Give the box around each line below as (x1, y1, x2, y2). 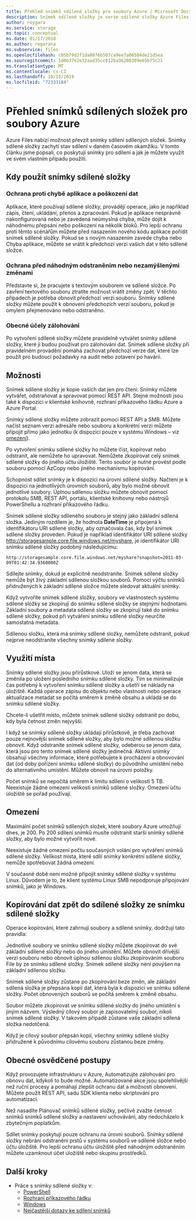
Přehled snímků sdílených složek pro (6, 105, 188, 118)
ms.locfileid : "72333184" (6, 80, 69, 86)
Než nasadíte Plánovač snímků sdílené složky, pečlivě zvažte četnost (6, 1107, 172, 1114)
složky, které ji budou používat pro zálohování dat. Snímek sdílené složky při (6, 341, 190, 348)
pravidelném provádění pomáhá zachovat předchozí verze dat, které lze (6, 347, 179, 355)
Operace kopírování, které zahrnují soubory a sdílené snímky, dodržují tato (6, 924, 185, 932)
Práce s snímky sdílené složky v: (14, 1182, 93, 1190)
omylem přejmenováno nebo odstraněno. (6, 306, 105, 313)
